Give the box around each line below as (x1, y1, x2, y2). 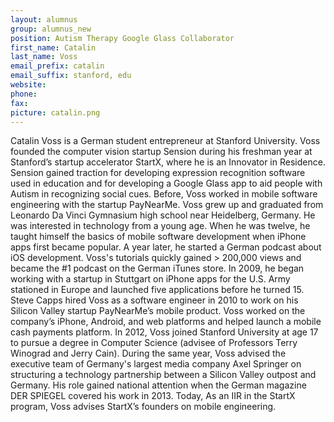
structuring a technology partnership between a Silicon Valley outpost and (10, 369, 317, 381)
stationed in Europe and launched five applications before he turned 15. (10, 284, 305, 296)
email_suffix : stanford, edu (10, 71, 132, 81)
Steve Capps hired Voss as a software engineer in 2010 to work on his (10, 294, 299, 306)
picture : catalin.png (10, 107, 101, 118)
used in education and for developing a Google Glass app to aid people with (10, 177, 323, 190)
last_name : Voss (10, 52, 78, 62)
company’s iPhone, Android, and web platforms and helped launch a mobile (10, 316, 322, 328)
